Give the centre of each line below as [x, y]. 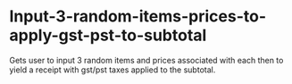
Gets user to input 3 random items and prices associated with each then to [146, 60]
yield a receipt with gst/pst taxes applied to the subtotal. [113, 70]
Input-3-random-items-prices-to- [138, 17]
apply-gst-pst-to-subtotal [108, 35]
